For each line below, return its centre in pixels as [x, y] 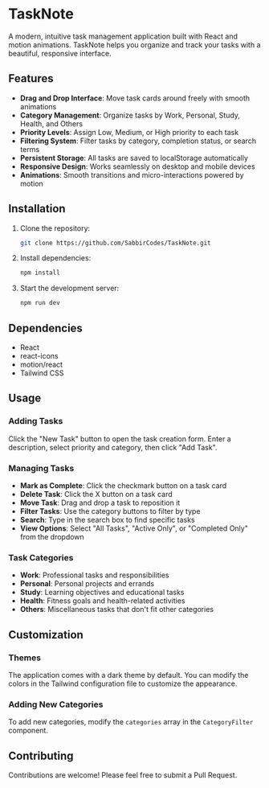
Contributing [41, 755]
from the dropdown [52, 536]
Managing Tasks [41, 468]
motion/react [41, 364]
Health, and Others [51, 123]
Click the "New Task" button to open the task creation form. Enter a [120, 438]
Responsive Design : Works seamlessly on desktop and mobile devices [137, 166]
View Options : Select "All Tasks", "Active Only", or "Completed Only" [134, 528]
